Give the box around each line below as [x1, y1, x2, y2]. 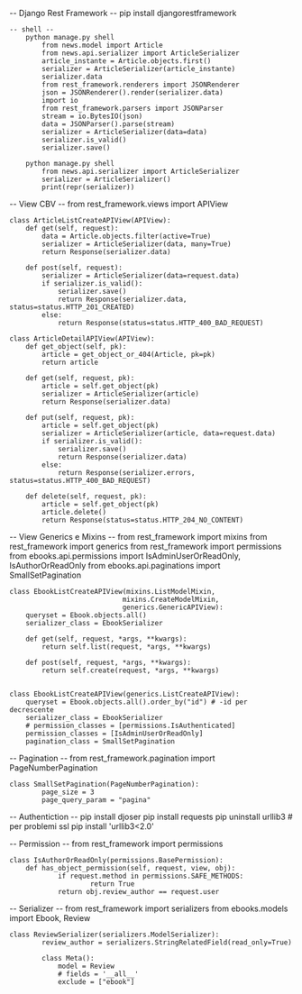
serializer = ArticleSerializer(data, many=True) [41, 240, 232, 249]
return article [41, 358, 99, 367]
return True [89, 880, 135, 889]
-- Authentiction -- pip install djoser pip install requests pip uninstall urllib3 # [9, 811, 293, 822]
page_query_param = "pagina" [41, 796, 151, 805]
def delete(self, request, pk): [25, 492, 147, 501]
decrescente [9, 706, 54, 715]
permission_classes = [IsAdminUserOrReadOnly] [25, 729, 204, 738]
